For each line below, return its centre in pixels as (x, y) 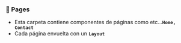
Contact (24, 28)
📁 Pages (18, 9)
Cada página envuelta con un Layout (60, 34)
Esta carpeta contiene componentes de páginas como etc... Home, (95, 22)
